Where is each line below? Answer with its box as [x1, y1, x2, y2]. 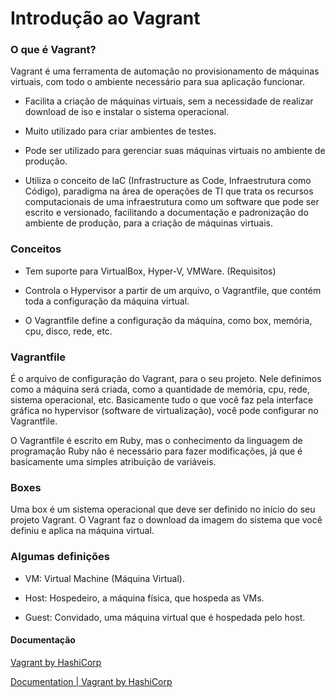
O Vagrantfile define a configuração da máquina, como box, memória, [24, 314, 313, 326]
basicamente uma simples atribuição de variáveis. [10, 456, 217, 468]
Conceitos [10, 242, 62, 256]
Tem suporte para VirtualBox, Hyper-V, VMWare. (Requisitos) [24, 265, 277, 277]
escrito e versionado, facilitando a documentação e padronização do [24, 207, 309, 219]
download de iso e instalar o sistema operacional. [24, 106, 230, 118]
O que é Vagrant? [10, 43, 97, 57]
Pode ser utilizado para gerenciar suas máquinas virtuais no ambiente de [24, 145, 326, 157]
